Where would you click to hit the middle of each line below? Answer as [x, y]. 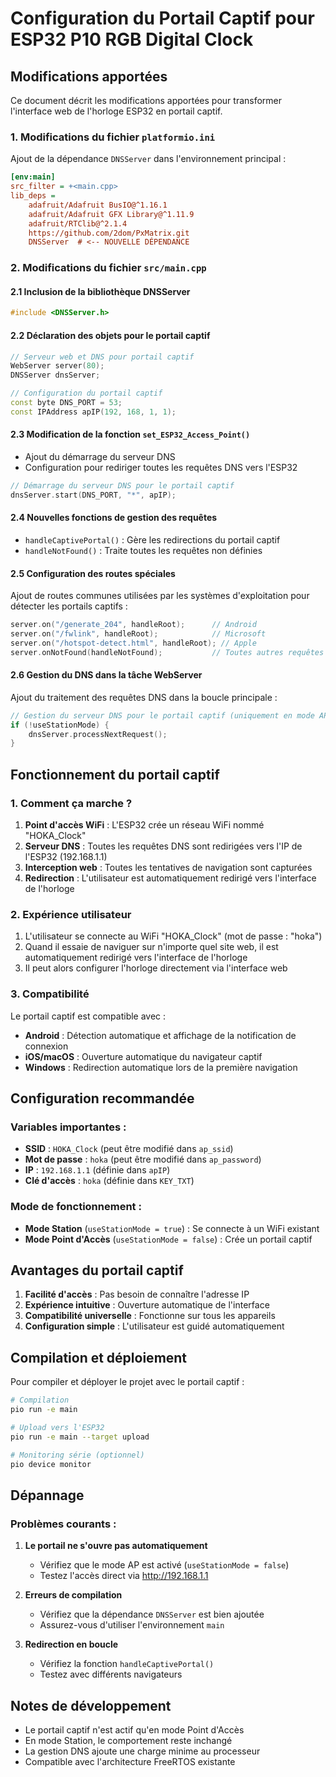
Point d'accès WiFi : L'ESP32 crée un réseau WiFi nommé [144, 825]
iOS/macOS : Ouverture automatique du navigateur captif [143, 1056]
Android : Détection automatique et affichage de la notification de [160, 1035]
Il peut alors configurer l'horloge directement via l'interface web [156, 968]
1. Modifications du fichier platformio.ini [113, 137]
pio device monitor [51, 1464]
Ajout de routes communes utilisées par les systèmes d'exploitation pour [160, 596]
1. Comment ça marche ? [71, 803]
